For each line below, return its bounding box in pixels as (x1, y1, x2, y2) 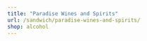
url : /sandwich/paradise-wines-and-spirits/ (7, 17, 141, 24)
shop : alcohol (7, 23, 49, 30)
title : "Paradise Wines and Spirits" (7, 10, 119, 17)
